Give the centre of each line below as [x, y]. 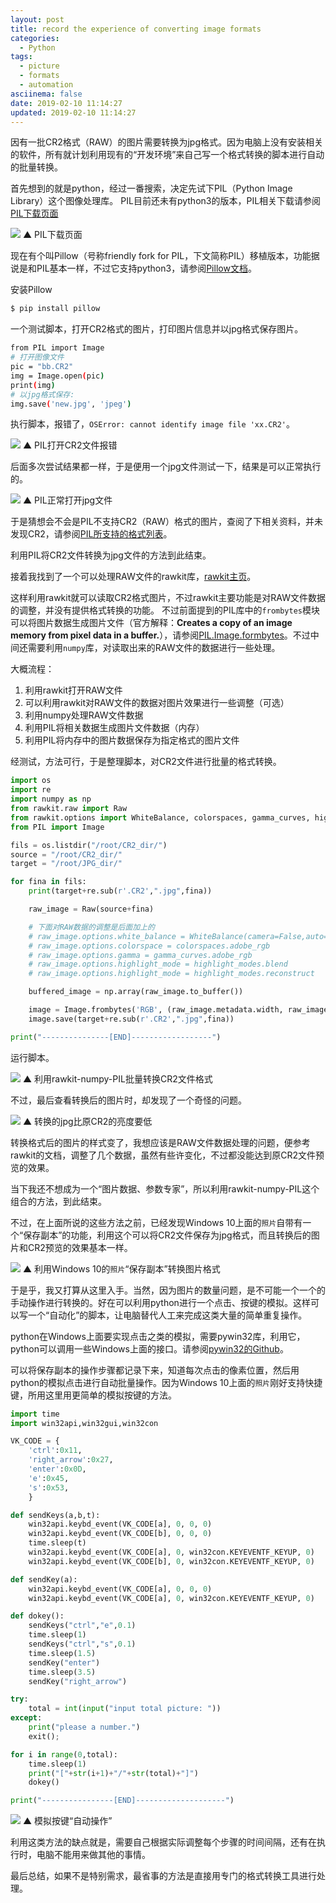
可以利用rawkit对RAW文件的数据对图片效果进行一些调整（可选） [157, 703]
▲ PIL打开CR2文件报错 [70, 445]
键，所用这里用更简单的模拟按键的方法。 [93, 1395]
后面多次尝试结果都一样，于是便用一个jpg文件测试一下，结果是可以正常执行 [166, 467]
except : [26, 1718]
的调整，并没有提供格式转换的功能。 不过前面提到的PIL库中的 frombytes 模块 [165, 610]
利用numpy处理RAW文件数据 [84, 715]
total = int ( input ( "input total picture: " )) [125, 1709]
